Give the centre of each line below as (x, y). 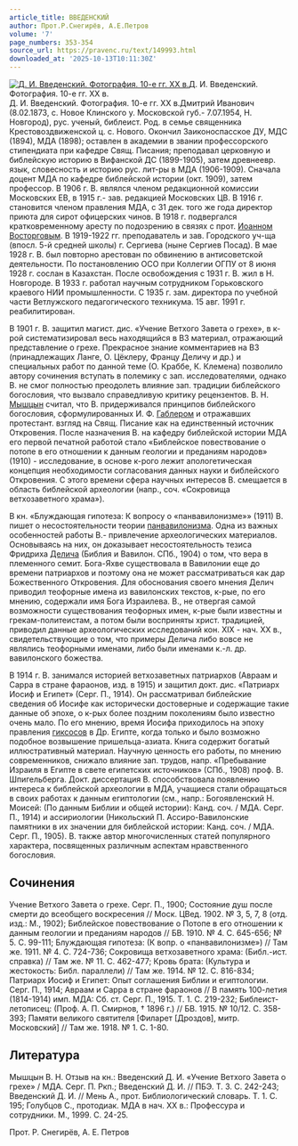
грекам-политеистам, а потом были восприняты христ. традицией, (137, 620)
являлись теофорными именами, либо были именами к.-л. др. (128, 648)
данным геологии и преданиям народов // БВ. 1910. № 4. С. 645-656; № (146, 932)
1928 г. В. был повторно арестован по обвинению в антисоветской (136, 254)
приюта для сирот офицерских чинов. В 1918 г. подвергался (123, 216)
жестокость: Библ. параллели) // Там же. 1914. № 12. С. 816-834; (132, 971)
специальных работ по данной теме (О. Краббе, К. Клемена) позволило (146, 366)
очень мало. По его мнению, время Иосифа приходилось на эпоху (137, 723)
